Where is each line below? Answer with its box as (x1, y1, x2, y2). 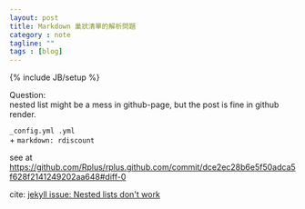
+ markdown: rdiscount (9, 134, 96, 145)
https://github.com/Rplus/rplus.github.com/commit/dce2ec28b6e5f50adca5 (9, 162, 296, 173)
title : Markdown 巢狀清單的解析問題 (9, 22, 137, 31)
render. (9, 109, 36, 120)
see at (9, 152, 34, 164)
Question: (9, 90, 46, 101)
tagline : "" (9, 38, 55, 48)
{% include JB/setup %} (9, 72, 100, 83)
